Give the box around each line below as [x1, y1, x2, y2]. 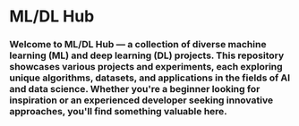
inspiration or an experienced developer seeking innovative [9, 94, 274, 106]
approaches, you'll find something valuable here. [9, 105, 228, 118]
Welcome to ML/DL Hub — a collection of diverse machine [9, 38, 267, 51]
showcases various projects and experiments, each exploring [9, 61, 284, 73]
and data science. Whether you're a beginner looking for [9, 83, 261, 96]
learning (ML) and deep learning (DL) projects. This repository [9, 49, 285, 62]
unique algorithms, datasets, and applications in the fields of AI [9, 71, 291, 84]
